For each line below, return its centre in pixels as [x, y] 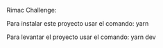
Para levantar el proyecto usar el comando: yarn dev [81, 37]
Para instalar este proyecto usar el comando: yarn [78, 23]
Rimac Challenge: [32, 10]
